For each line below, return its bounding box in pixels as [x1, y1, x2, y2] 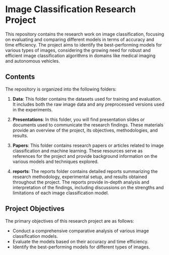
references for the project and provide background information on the [12, 153, 158, 159]
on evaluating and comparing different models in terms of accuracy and [5, 36, 154, 42]
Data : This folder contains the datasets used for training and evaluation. [12, 96, 162, 102]
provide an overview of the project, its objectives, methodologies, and [12, 127, 158, 133]
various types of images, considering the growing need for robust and [5, 47, 151, 53]
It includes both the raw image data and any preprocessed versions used [12, 101, 164, 107]
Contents [5, 72, 35, 81]
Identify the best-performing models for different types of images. [12, 244, 150, 250]
